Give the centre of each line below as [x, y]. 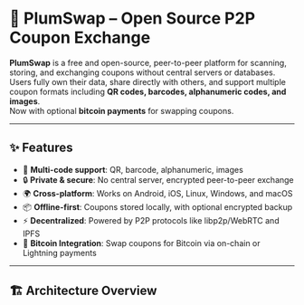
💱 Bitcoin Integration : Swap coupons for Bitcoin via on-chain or [141, 243]
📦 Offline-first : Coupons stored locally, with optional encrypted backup [157, 206]
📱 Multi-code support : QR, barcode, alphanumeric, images [133, 169]
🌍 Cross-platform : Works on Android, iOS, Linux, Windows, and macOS [157, 193]
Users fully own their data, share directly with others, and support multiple [148, 81]
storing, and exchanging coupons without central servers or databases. [142, 72]
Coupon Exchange [80, 38]
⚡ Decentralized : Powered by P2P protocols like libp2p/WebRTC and [151, 220]
